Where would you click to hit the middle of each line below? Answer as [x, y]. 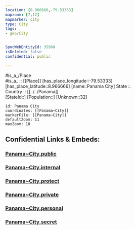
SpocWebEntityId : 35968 [30, 47]
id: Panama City [22, 106]
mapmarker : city [22, 19]
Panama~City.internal [33, 167]
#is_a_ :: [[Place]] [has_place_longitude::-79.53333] [59, 81]
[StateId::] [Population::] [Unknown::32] [46, 97]
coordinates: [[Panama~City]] [37, 110]
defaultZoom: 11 [22, 120]
